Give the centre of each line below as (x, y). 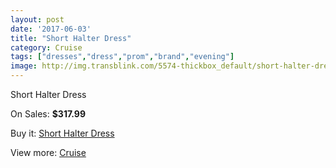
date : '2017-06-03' (51, 29)
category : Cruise (46, 47)
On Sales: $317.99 (48, 114)
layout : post (37, 19)
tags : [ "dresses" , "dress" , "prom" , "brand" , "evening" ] (122, 57)
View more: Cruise (48, 152)
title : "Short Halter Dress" (71, 38)
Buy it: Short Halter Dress (62, 133)
